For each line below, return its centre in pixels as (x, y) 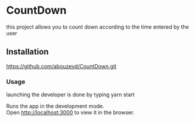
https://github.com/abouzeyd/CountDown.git (61, 66)
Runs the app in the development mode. (55, 106)
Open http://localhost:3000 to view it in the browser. (70, 112)
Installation (27, 52)
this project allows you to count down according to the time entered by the (98, 27)
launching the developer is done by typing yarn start (71, 95)
